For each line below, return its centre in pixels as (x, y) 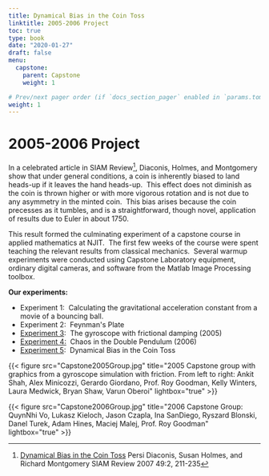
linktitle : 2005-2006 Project (59, 23)
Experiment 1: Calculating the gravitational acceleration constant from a (139, 307)
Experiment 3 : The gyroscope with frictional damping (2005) (121, 333)
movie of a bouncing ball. (62, 316)
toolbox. (22, 276)
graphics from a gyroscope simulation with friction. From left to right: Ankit (131, 374)
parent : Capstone (52, 75)
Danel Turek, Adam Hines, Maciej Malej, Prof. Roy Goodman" (108, 423)
